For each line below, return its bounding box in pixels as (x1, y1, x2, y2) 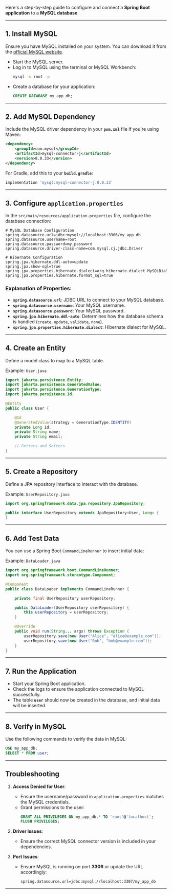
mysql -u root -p (12, 74, 50, 79)
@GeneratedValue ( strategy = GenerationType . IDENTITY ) (14, 419, 132, 425)
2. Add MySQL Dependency (5, 112, 96, 121)
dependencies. (20, 844, 52, 850)
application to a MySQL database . (5, 10, 79, 16)
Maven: (5, 131, 21, 138)
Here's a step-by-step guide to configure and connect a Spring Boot (5, 5, 150, 10)
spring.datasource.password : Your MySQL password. (12, 307, 125, 313)
